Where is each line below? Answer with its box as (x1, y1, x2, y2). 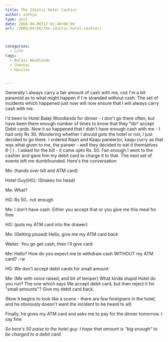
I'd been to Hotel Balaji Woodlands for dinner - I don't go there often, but (5, 115, 155, 121)
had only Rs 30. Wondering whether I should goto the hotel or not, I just (5, 131, 153, 137)
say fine (5, 316, 22, 322)
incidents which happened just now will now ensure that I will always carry (5, 100, 159, 106)
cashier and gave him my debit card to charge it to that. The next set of (5, 152, 152, 158)
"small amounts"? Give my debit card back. (5, 286, 94, 292)
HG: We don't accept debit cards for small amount (5, 266, 109, 272)
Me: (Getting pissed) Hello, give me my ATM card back (5, 231, 118, 237)
